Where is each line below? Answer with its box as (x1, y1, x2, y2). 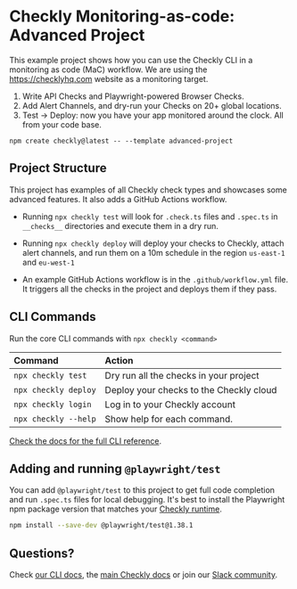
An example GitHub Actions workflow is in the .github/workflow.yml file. (21, 274, 289, 284)
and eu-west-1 (21, 257, 75, 267)
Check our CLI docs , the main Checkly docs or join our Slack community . (9, 569, 278, 580)
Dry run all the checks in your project (104, 369, 260, 381)
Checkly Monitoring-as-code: (9, 6, 235, 27)
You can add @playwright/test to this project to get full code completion (9, 485, 275, 495)
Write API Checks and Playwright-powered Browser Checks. (21, 91, 244, 102)
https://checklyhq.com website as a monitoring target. (9, 73, 209, 84)
